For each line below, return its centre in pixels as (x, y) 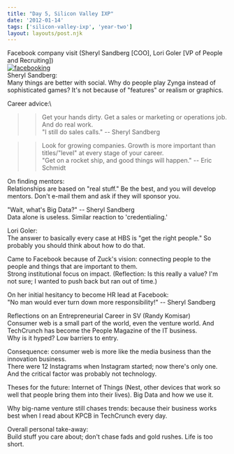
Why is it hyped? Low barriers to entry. (63, 338)
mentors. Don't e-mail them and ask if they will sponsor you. (94, 196)
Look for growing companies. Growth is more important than (129, 146)
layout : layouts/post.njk (45, 33)
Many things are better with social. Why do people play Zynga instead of (112, 83)
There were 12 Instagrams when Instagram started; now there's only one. (112, 367)
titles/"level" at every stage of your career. (103, 153)
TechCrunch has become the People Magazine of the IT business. (102, 331)
